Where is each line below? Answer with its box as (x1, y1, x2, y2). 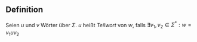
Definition (5, 5, 43, 15)
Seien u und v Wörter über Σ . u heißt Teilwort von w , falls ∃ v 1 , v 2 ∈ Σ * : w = (5, 20, 192, 30)
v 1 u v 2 (5, 29, 19, 38)
